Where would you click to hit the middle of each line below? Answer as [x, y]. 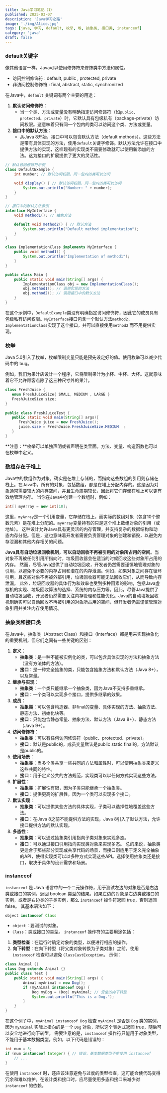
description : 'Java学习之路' [34, 19]
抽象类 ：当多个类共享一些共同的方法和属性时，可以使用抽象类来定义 [89, 763]
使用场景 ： [23, 757]
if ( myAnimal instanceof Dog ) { [57, 987]
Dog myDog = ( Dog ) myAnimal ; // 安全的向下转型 [79, 992]
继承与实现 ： [25, 682]
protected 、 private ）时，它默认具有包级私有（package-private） [87, 118]
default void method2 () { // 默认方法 [53, 224]
